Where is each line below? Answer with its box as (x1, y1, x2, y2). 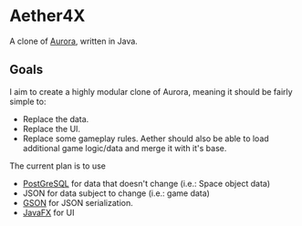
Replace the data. (22, 113, 89, 124)
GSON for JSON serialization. (22, 197, 134, 208)
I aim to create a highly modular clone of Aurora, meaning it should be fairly (9, 86, 294, 97)
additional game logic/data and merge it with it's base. (22, 142, 227, 153)
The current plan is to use (9, 160, 107, 171)
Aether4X (9, 5, 86, 26)
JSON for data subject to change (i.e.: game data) (22, 188, 210, 199)
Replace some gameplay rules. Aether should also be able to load (22, 133, 269, 144)
